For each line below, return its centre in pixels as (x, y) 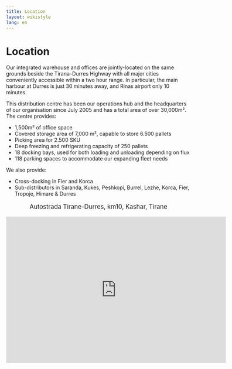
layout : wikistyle (28, 17)
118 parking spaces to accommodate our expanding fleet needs (91, 159)
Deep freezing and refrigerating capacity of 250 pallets (81, 146)
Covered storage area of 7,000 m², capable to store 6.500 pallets (93, 134)
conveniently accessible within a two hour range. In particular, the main (92, 80)
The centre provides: (31, 116)
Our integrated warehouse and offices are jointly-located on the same (90, 67)
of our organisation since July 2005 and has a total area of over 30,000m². (96, 110)
